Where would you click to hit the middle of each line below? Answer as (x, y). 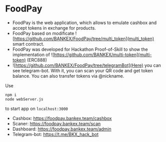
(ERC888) (37, 60)
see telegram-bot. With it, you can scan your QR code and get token (83, 70)
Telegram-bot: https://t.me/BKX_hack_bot (55, 134)
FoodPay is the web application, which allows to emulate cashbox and (84, 23)
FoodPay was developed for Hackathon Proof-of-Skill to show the (80, 49)
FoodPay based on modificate (43, 33)
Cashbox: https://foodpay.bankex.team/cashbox (62, 118)
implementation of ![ (33, 54)
